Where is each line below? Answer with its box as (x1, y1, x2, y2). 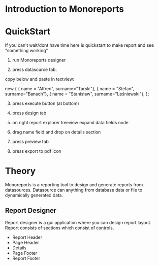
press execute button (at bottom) (12, 100, 80, 106)
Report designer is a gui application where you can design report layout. (5, 219, 152, 225)
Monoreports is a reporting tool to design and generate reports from (5, 182, 143, 188)
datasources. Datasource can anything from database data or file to (5, 187, 143, 193)
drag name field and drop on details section (12, 129, 101, 135)
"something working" (5, 48, 48, 54)
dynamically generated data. (5, 192, 63, 198)
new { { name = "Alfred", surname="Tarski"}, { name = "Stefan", (5, 86, 134, 92)
